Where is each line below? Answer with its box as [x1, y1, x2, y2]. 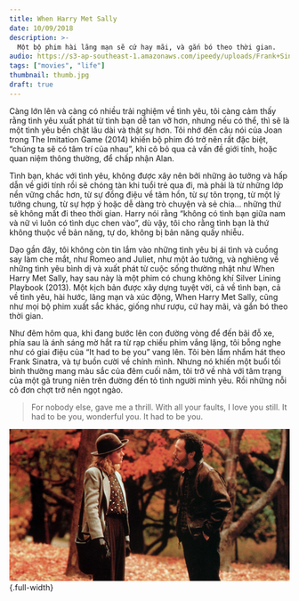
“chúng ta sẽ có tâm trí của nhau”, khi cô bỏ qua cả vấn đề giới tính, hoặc [9, 143, 278, 154]
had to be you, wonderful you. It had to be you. [30, 410, 204, 422]
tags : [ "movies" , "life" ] [9, 61, 105, 70]
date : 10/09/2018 [9, 23, 74, 33]
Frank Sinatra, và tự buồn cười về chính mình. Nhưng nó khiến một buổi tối [9, 356, 281, 367]
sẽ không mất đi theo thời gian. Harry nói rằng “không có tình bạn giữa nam [9, 207, 287, 218]
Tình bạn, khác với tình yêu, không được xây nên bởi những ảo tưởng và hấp [9, 170, 287, 181]
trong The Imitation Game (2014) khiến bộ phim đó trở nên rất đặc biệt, [9, 134, 269, 144]
